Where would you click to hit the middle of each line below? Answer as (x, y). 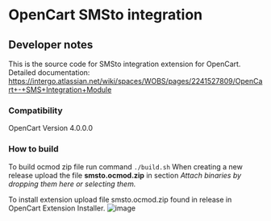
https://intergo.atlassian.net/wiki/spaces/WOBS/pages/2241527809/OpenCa (135, 81)
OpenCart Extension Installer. (57, 208)
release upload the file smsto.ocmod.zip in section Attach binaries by (125, 175)
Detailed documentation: (49, 73)
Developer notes (51, 45)
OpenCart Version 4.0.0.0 (50, 128)
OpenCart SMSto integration (106, 15)
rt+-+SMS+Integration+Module (60, 90)
